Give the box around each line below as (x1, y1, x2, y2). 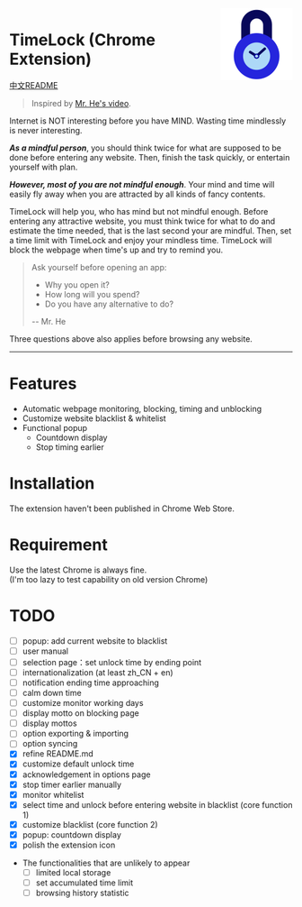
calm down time (22, 688, 83, 698)
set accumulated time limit (35, 877, 134, 888)
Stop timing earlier (35, 441, 105, 453)
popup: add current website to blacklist (22, 635, 168, 646)
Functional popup (22, 422, 88, 433)
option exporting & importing (22, 728, 129, 739)
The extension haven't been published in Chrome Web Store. (9, 503, 235, 514)
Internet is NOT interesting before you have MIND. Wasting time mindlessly (9, 115, 287, 126)
